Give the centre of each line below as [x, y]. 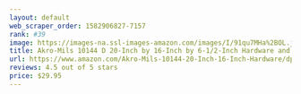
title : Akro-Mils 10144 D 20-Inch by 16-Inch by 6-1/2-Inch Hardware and [150, 51]
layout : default [39, 17]
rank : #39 [28, 34]
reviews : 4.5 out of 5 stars [64, 68]
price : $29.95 [36, 76]
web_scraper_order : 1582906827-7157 [77, 26]
